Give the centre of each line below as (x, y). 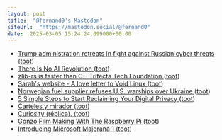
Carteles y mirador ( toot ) (54, 106)
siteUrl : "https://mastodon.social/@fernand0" (79, 27)
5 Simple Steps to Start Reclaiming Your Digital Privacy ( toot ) (106, 99)
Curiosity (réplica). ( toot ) (54, 114)
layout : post (27, 14)
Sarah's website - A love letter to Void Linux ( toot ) (90, 84)
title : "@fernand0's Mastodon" (55, 21)
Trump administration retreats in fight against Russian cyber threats (116, 54)
